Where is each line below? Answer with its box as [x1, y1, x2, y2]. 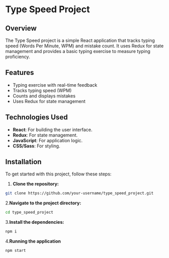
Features [5, 68, 34, 77]
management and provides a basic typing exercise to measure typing [5, 48, 151, 54]
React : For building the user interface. [12, 126, 93, 133]
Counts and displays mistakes [12, 93, 76, 99]
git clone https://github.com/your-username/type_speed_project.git [5, 191, 154, 196]
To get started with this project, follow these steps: [5, 171, 112, 177]
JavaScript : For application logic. [12, 137, 83, 143]
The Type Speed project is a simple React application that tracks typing [5, 37, 155, 43]
